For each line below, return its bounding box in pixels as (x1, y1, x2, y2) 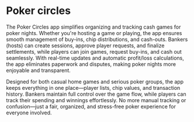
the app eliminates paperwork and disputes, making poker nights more (6, 60, 176, 68)
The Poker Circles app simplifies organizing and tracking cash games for (6, 23, 181, 30)
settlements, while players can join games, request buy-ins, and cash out (6, 48, 182, 55)
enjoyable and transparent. (6, 67, 71, 74)
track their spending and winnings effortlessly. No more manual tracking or (6, 96, 186, 103)
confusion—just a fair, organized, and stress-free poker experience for (6, 103, 176, 110)
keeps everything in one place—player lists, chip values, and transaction (6, 84, 181, 91)
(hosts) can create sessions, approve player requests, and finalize (6, 42, 165, 49)
